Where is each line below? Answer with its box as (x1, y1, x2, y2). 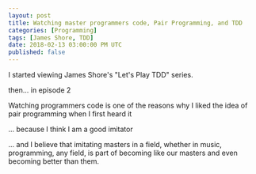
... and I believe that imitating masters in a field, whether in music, (8, 140, 222, 149)
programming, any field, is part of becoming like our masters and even (8, 148, 238, 157)
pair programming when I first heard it (8, 109, 132, 119)
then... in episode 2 (8, 85, 71, 95)
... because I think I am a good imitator (8, 124, 133, 134)
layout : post (8, 11, 52, 20)
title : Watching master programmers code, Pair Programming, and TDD (8, 19, 243, 27)
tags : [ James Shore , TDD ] (8, 33, 94, 42)
